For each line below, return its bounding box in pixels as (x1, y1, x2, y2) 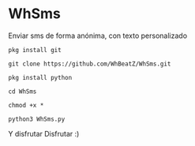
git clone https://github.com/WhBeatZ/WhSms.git (8, 60, 171, 68)
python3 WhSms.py (8, 115, 66, 123)
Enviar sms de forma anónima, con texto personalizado (8, 31, 188, 40)
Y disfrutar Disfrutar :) (8, 129, 80, 138)
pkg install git (8, 46, 62, 54)
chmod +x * (8, 101, 44, 109)
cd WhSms (8, 88, 37, 95)
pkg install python (8, 73, 73, 81)
